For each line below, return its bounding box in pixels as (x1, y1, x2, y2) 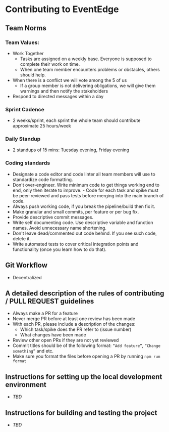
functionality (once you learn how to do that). (12, 246, 107, 252)
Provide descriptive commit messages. (12, 214, 94, 220)
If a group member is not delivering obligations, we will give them (20, 82, 156, 89)
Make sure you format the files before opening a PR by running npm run (12, 353, 160, 360)
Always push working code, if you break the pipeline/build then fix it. (12, 203, 155, 209)
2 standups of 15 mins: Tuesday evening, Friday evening (12, 147, 130, 153)
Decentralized (12, 274, 42, 280)
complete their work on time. (20, 61, 80, 67)
